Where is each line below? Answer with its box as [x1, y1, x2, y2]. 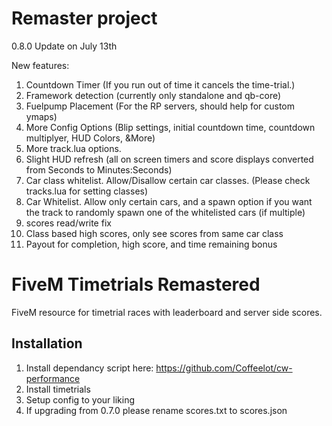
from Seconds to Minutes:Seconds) [25, 163, 173, 176]
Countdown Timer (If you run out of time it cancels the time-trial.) [25, 78, 296, 91]
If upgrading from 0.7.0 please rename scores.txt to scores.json [25, 404, 288, 416]
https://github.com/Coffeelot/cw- [155, 362, 293, 374]
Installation [11, 335, 83, 352]
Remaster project [11, 7, 158, 30]
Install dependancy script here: [25, 362, 154, 374]
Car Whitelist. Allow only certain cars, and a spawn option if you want [25, 195, 313, 207]
